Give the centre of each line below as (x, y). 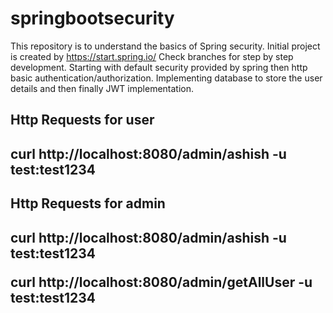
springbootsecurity (92, 18)
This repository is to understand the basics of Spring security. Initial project (165, 46)
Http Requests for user (82, 120)
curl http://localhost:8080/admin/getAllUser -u (161, 282)
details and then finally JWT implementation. (102, 88)
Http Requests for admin (88, 203)
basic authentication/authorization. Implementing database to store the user (166, 78)
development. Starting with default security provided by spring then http (159, 67)
